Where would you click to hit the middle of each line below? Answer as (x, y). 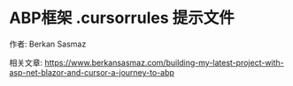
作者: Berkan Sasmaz (48, 44)
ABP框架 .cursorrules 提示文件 (122, 18)
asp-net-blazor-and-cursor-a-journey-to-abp (92, 72)
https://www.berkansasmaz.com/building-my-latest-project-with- (164, 62)
